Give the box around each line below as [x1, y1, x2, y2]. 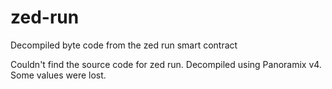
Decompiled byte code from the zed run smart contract [10, 39, 238, 51]
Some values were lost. [10, 69, 107, 81]
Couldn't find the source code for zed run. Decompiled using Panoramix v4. [10, 58, 322, 70]
